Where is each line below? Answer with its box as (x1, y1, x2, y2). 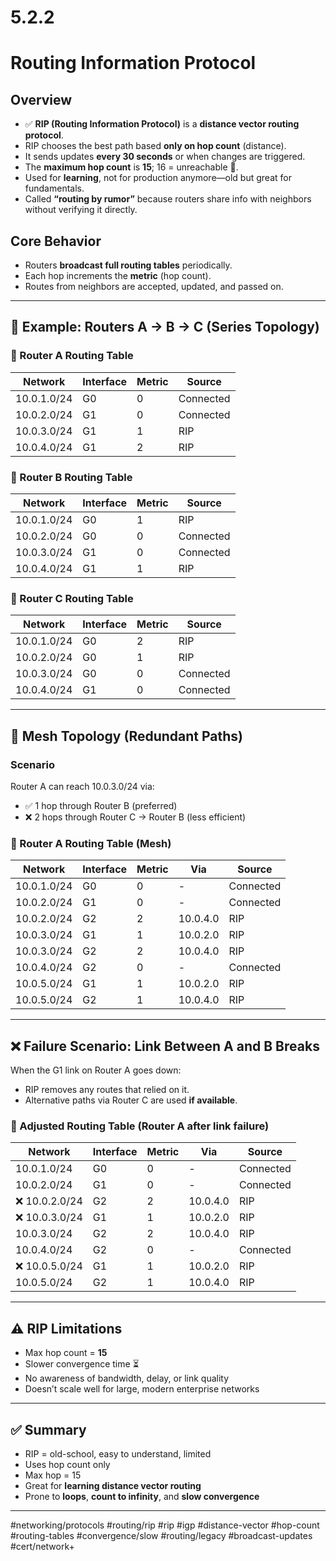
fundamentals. (24, 182, 85, 195)
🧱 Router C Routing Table (10, 591, 134, 605)
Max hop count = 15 (24, 1347, 108, 1359)
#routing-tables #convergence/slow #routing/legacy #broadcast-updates (10, 1530, 313, 1541)
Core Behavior (10, 232, 102, 250)
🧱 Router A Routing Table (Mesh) (10, 836, 172, 850)
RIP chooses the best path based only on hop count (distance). (24, 140, 287, 152)
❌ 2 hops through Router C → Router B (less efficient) (24, 811, 247, 823)
